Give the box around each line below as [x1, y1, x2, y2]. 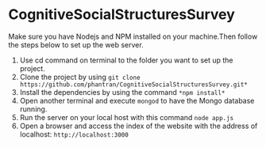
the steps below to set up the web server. [8, 40, 145, 49]
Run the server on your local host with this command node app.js [19, 112, 234, 122]
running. [19, 104, 48, 114]
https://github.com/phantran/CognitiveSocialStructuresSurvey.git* [19, 81, 248, 89]
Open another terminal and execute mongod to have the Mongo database [19, 96, 255, 105]
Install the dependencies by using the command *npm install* [19, 87, 226, 96]
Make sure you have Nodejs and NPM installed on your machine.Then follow [8, 32, 258, 41]
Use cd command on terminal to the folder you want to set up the [19, 55, 233, 65]
